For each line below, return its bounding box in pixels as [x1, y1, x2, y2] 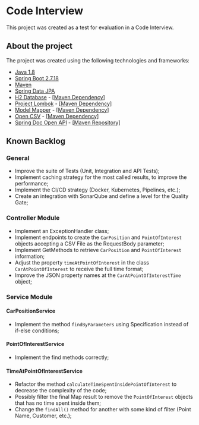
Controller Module [6, 214, 60, 222]
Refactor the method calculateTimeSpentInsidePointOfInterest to [14, 380, 177, 388]
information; [14, 253, 45, 260]
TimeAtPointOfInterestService [6, 367, 83, 374]
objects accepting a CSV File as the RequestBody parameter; [14, 240, 165, 247]
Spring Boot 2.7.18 [14, 74, 59, 81]
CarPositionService [6, 307, 55, 314]
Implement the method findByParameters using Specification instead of [14, 320, 189, 328]
